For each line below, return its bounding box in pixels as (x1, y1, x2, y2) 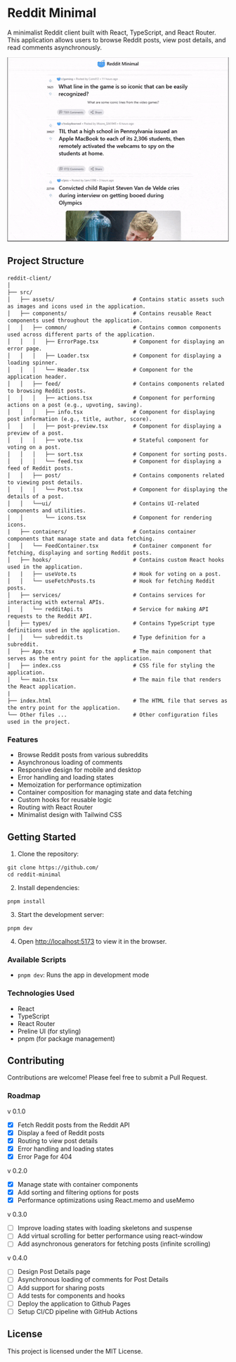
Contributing (7, 1054, 65, 1066)
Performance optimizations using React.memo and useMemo (17, 1196, 195, 1205)
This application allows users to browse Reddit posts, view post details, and (7, 35, 226, 44)
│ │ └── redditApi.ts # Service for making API (7, 606, 209, 613)
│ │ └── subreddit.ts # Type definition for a (7, 634, 206, 641)
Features (7, 735, 39, 744)
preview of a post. (7, 430, 65, 437)
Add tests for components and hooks (17, 1291, 125, 1300)
